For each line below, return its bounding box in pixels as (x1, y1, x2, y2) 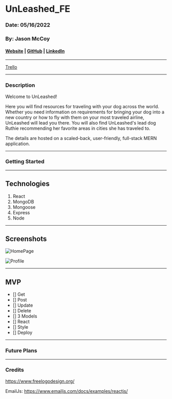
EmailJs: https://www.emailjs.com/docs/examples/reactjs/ (5, 388, 128, 394)
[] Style (12, 324, 29, 330)
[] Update (12, 302, 33, 308)
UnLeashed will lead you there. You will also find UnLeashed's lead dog (5, 119, 156, 126)
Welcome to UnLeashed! (5, 93, 57, 99)
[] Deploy (12, 329, 33, 336)
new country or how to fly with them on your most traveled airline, (5, 114, 144, 121)
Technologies (5, 179, 50, 188)
